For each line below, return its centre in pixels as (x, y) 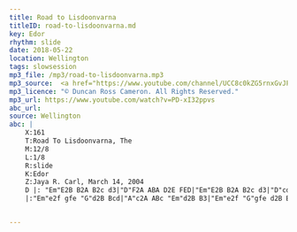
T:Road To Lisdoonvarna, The (79, 141)
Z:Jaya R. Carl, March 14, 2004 (84, 182)
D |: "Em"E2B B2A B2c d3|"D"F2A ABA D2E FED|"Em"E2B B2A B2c (140, 190)
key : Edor (27, 34)
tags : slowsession (43, 67)
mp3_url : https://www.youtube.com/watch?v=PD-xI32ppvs (112, 100)
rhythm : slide (35, 42)
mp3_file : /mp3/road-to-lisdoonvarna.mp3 (87, 75)
